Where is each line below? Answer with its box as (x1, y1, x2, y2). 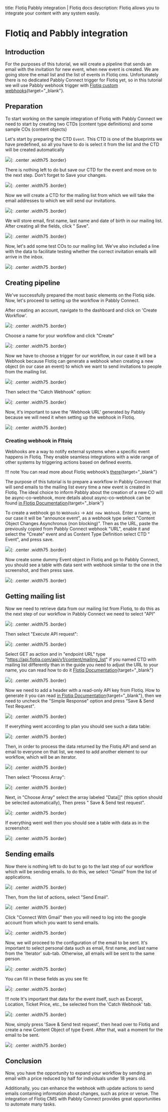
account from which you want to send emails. (5, 920, 99, 926)
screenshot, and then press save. (5, 567, 74, 573)
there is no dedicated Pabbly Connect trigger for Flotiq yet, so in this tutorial (5, 77, 162, 83)
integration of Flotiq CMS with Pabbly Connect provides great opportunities (5, 1096, 161, 1102)
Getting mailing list (5, 592, 66, 600)
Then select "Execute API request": (5, 631, 78, 637)
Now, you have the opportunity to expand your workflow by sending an (5, 1070, 152, 1076)
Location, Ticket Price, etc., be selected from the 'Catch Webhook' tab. (5, 1001, 152, 1007)
